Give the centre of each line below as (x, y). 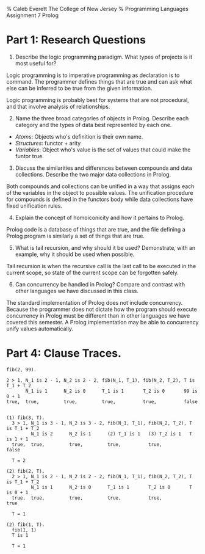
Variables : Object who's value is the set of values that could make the (103, 150)
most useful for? (36, 63)
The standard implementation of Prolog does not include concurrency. (95, 302)
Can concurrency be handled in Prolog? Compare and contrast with (100, 284)
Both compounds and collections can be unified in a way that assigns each (100, 186)
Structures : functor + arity (48, 143)
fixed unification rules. (34, 206)
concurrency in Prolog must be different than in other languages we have (98, 315)
